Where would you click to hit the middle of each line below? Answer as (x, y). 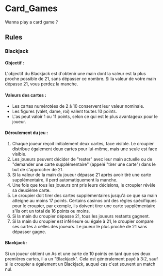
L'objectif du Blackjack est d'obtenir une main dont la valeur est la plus (75, 74)
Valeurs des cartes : (26, 95)
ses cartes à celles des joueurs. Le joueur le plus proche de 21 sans (80, 226)
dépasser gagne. (29, 232)
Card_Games (32, 9)
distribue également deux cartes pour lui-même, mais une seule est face (85, 149)
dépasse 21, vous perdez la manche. (42, 84)
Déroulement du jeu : (27, 133)
